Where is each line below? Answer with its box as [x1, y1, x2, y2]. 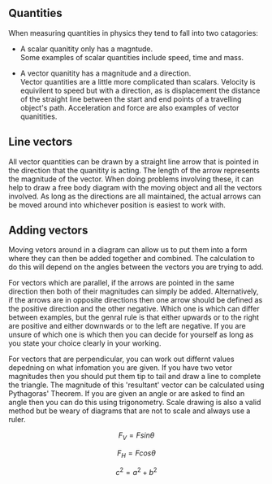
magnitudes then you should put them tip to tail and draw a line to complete [8, 372, 261, 382]
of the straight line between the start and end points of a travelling [19, 94, 242, 104]
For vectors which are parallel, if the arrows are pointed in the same [8, 278, 235, 288]
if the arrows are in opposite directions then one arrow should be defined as [8, 295, 263, 305]
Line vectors [8, 135, 73, 149]
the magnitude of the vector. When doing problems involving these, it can [8, 174, 254, 184]
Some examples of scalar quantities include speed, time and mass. [19, 52, 244, 62]
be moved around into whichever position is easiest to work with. [8, 199, 226, 210]
